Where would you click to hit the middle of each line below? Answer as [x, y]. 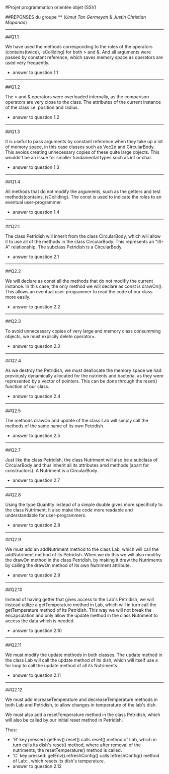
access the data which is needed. [40, 621]
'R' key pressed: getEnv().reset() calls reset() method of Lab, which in [84, 739]
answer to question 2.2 [36, 307]
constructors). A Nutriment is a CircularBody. [52, 470]
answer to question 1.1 [35, 72]
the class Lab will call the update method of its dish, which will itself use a [82, 660]
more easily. [18, 297]
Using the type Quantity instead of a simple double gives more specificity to [84, 504]
